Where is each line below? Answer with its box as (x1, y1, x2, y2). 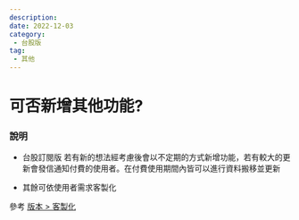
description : (9, 13, 58, 22)
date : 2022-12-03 (9, 21, 74, 30)
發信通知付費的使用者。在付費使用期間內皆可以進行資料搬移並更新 (37, 163, 281, 174)
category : (9, 30, 46, 38)
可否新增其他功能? (9, 96, 144, 116)
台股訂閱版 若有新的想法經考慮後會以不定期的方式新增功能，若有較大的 (21, 152, 283, 163)
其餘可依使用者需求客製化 (21, 182, 117, 193)
